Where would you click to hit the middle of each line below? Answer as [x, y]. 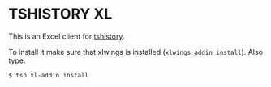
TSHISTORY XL [60, 14]
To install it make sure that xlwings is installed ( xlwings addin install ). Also [136, 52]
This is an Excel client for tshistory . [67, 36]
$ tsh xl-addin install [49, 75]
